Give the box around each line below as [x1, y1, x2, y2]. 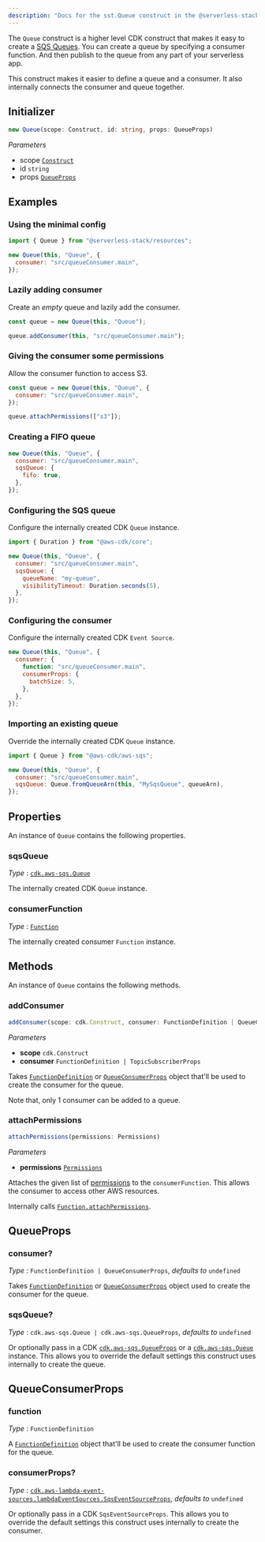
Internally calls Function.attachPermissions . [8, 1202, 151, 1211]
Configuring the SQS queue [8, 505, 116, 516]
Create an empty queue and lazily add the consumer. [8, 302, 181, 312]
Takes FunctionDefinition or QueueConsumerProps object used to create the [8, 1281, 251, 1291]
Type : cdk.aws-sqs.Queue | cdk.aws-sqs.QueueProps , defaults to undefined [8, 1327, 252, 1337]
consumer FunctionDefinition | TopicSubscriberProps [19, 1056, 201, 1066]
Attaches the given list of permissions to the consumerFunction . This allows [8, 1178, 250, 1187]
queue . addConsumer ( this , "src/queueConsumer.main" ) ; [8, 332, 185, 340]
